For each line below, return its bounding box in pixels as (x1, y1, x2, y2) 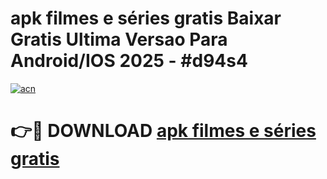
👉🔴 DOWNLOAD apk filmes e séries (10, 120, 317, 142)
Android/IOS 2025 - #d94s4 (10, 50, 248, 72)
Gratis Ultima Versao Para (10, 28, 228, 51)
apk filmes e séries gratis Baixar (10, 7, 282, 30)
